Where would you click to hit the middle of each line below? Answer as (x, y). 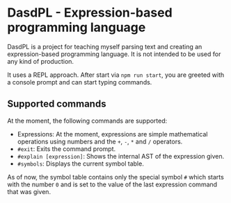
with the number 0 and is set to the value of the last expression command (112, 184)
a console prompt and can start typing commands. (80, 82)
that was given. (29, 191)
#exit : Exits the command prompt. (66, 149)
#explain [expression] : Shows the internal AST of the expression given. (121, 156)
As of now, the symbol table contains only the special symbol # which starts (115, 177)
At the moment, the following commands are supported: (87, 121)
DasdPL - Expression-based (90, 13)
